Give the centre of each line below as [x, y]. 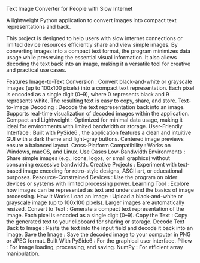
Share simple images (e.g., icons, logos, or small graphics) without [88, 158]
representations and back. [39, 27]
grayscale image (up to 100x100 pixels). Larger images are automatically [95, 202]
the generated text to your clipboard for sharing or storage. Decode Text [96, 222]
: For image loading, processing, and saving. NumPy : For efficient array [95, 247]
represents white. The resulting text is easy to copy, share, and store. [92, 101]
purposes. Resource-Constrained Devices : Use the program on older [92, 177]
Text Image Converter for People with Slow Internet [69, 9]
